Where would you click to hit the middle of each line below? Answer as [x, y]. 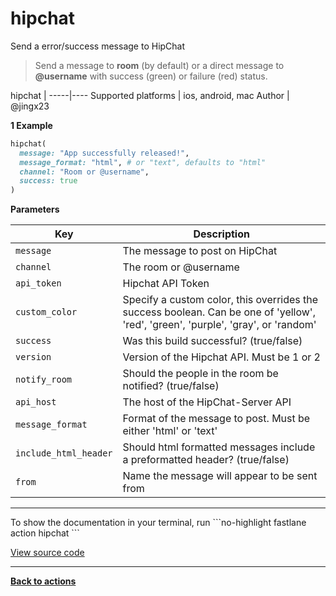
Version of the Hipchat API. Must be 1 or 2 [221, 357]
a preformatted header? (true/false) [206, 460]
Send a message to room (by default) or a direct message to [159, 65]
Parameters [35, 209]
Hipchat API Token [166, 284]
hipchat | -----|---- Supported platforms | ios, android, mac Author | [150, 95]
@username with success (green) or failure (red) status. [151, 76]
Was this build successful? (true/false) [212, 341]
